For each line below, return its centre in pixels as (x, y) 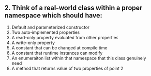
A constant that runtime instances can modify (57, 53)
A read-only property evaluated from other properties (65, 37)
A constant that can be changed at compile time (59, 47)
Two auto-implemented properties (46, 32)
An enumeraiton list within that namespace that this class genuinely (79, 58)
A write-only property (33, 43)
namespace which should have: (53, 16)
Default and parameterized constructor (50, 27)
